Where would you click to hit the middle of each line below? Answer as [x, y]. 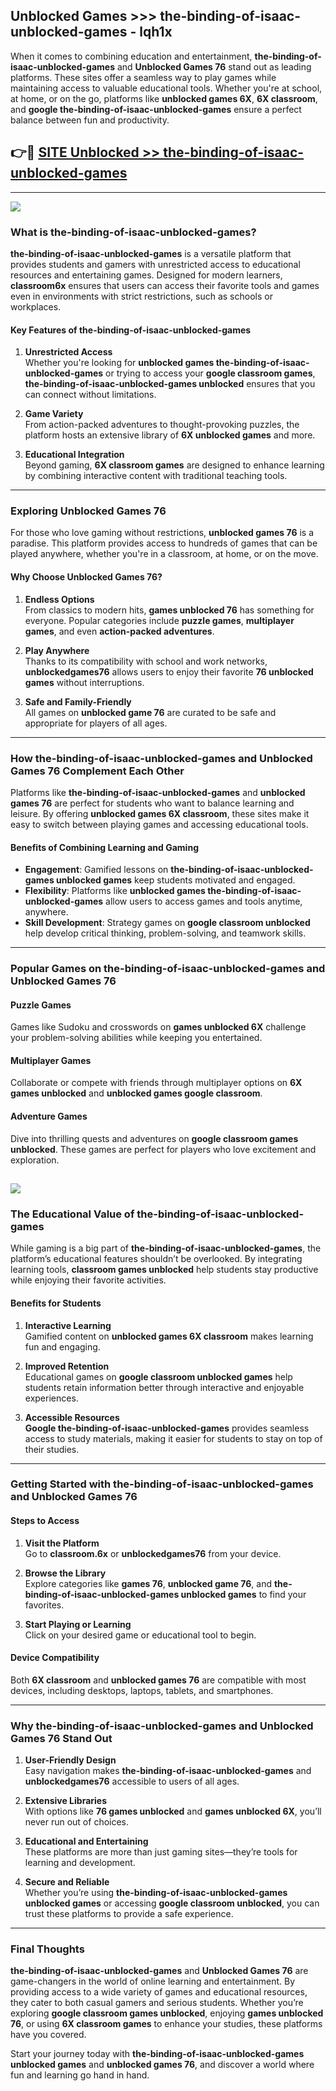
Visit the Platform [62, 1543]
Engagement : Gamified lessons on [96, 870]
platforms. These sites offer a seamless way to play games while [143, 77]
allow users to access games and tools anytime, [204, 901]
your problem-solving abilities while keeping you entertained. [136, 1038]
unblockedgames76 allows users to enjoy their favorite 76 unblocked [169, 671]
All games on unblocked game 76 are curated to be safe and [150, 712]
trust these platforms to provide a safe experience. [129, 1914]
